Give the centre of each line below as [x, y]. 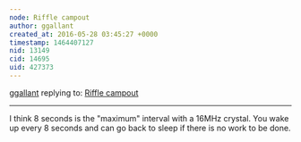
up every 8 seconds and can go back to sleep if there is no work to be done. [150, 128]
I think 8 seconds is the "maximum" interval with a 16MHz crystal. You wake [149, 118]
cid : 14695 [30, 59]
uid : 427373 [31, 68]
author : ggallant [42, 26]
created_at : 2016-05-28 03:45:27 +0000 [84, 34]
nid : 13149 [30, 51]
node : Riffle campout [50, 17]
